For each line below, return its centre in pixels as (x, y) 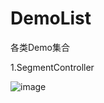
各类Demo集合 (40, 47)
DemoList (51, 18)
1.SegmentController (52, 67)
